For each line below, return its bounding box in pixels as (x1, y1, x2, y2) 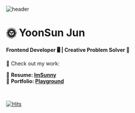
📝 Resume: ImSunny (6, 71, 57, 78)
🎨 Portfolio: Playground (6, 77, 65, 85)
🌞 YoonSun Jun (6, 26, 85, 39)
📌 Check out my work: (6, 59, 60, 67)
